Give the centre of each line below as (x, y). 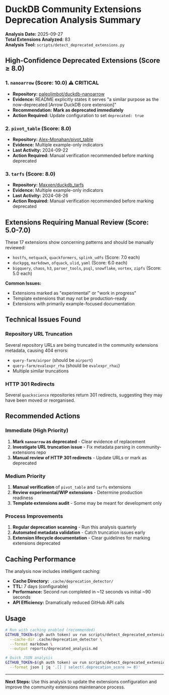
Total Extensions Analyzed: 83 (38, 39)
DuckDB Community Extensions (73, 9)
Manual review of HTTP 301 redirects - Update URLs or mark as (79, 457)
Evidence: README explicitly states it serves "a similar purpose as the (86, 99)
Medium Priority (25, 476)
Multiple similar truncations (40, 371)
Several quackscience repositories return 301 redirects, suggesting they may (84, 395)
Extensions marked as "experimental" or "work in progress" (74, 293)
